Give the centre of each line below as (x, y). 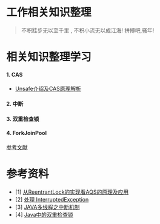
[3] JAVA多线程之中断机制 (47, 207)
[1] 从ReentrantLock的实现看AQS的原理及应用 (72, 192)
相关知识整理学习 (49, 57)
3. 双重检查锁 (23, 119)
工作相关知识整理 (49, 12)
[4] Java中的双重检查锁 (44, 214)
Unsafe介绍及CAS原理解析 (48, 89)
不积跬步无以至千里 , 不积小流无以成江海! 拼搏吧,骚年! (88, 30)
